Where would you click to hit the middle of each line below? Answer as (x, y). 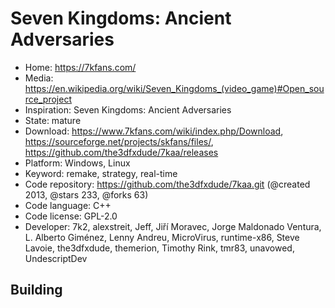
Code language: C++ (68, 205)
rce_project (48, 99)
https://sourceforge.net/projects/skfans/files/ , (119, 141)
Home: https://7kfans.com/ (80, 67)
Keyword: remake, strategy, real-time (101, 173)
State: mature (53, 120)
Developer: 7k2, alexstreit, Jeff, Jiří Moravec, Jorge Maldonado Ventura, (173, 226)
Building (36, 290)
